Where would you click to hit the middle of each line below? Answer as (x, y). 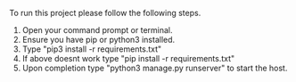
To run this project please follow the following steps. (105, 13)
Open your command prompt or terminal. (97, 30)
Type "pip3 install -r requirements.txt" (92, 49)
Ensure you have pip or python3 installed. (99, 40)
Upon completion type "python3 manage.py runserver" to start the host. (155, 68)
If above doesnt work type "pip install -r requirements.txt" (128, 58)
